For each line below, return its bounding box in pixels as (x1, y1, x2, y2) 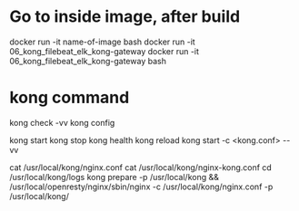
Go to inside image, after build (9, 6, 241, 27)
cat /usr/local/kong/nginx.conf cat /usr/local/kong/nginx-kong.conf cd (9, 161, 273, 173)
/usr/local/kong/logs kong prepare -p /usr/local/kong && (9, 171, 220, 182)
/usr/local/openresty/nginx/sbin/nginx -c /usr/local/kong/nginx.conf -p (9, 181, 274, 192)
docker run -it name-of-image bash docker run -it (9, 36, 195, 47)
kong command (9, 88, 130, 108)
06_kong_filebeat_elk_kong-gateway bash (9, 55, 166, 66)
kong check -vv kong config (9, 117, 115, 128)
